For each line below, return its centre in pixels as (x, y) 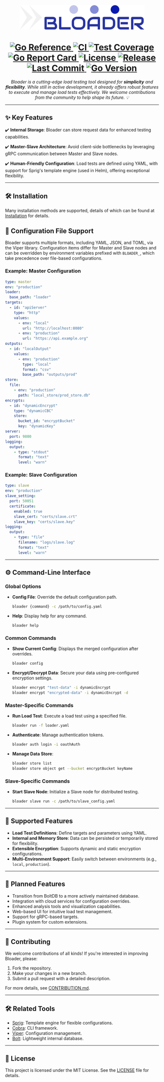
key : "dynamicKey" (37, 426)
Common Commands (31, 638)
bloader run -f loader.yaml (41, 726)
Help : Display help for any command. (49, 616)
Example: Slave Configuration (41, 475)
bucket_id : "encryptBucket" (47, 421)
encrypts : (15, 400)
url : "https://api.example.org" (56, 338)
